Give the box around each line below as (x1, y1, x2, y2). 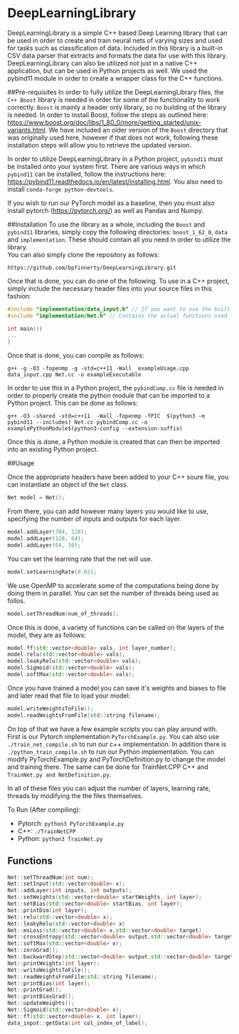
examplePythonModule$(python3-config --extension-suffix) (7, 425, 183, 433)
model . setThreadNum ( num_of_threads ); (7, 610, 119, 617)
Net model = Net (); (7, 494, 65, 502)
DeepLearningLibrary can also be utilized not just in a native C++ (7, 58, 198, 67)
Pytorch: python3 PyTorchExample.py (17, 819, 124, 827)
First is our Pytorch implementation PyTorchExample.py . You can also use (7, 732, 219, 740)
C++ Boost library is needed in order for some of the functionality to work (7, 95, 221, 104)
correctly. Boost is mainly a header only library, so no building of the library (7, 103, 227, 111)
